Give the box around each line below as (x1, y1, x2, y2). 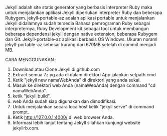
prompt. (12, 109, 29, 115)
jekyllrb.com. (12, 125, 40, 131)
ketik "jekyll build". (12, 93, 51, 99)
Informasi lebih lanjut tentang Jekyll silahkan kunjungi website (12, 120, 140, 125)
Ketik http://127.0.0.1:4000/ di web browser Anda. (12, 114, 114, 120)
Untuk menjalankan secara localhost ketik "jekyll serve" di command (12, 104, 154, 109)
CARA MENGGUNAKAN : (5, 57, 57, 62)
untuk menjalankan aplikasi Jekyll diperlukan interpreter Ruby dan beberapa (5, 10, 162, 16)
